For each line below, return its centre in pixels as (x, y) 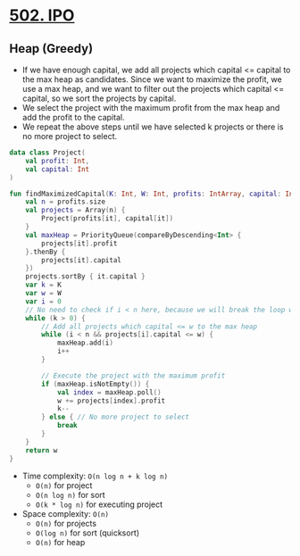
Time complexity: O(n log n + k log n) (95, 476)
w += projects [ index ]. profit (111, 401)
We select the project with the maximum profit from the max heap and (151, 108)
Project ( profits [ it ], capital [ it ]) (108, 219)
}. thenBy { (46, 252)
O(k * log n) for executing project (99, 504)
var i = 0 (44, 301)
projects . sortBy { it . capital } (85, 277)
